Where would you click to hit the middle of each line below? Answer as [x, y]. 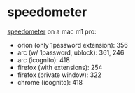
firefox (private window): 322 [59, 75]
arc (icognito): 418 [43, 59]
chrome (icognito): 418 [50, 82]
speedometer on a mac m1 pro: [52, 31]
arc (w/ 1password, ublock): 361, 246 [71, 52]
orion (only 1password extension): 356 [72, 45]
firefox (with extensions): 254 [60, 67]
